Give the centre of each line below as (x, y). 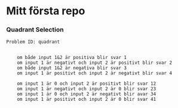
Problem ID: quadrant (33, 42)
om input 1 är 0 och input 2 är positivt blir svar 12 (87, 84)
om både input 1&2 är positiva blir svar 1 (72, 58)
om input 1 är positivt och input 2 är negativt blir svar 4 (94, 73)
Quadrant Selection (35, 30)
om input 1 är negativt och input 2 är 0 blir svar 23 (87, 89)
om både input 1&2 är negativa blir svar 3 (72, 68)
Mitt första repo (46, 11)
